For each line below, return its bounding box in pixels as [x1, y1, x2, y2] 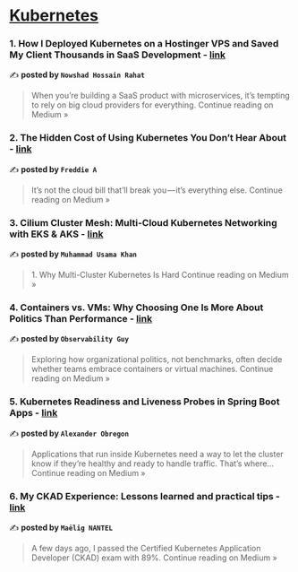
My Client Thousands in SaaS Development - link [9, 48, 226, 61]
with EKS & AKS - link [9, 228, 104, 240]
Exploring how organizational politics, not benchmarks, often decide [30, 354, 283, 365]
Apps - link [9, 407, 58, 420]
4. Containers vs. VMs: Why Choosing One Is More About [9, 301, 264, 314]
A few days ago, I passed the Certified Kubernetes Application [30, 542, 261, 553]
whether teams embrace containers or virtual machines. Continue [30, 364, 274, 375]
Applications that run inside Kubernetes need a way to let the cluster [30, 448, 284, 459]
